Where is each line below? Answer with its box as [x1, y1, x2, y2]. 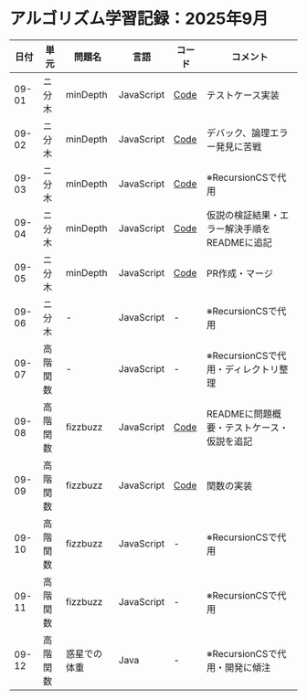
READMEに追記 [206, 236, 272, 249]
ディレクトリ [224, 363, 280, 376]
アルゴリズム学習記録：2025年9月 [9, 8, 269, 29]
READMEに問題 [206, 408, 272, 420]
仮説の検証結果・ [206, 208, 281, 221]
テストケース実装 [206, 89, 281, 101]
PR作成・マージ [206, 267, 274, 280]
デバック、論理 [206, 126, 270, 139]
